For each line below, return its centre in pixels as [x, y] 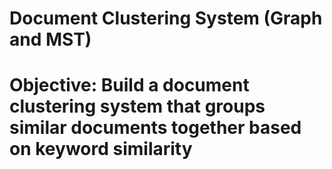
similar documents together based [155, 128]
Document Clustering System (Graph [166, 18]
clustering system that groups [137, 106]
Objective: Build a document [129, 85]
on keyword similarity [101, 149]
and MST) [50, 39]
